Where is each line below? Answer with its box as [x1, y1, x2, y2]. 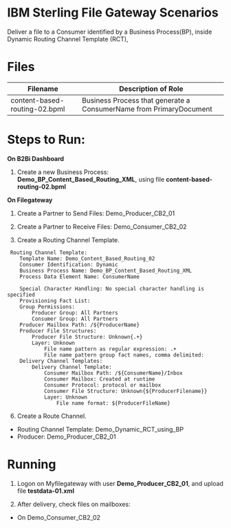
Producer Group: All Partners [32, 309, 118, 316]
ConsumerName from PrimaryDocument [81, 104, 212, 114]
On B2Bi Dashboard [7, 154, 64, 162]
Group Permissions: [19, 303, 76, 310]
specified [7, 291, 36, 298]
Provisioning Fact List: [19, 297, 91, 304]
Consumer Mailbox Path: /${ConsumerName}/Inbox [43, 370, 184, 377]
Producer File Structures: [19, 327, 97, 335]
